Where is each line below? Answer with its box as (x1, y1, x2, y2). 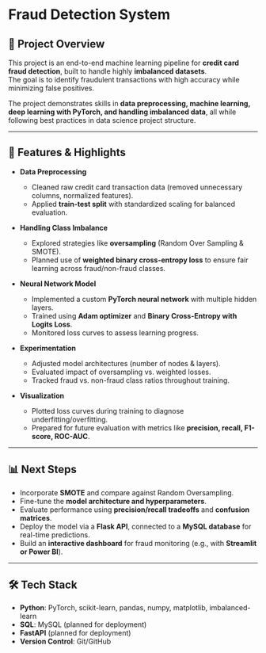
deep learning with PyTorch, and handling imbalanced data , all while (8, 107, 237, 116)
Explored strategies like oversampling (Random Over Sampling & (31, 238, 244, 247)
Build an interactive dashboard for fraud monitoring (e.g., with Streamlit (19, 538, 257, 548)
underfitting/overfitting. (31, 414, 108, 424)
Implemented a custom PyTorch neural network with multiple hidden (31, 294, 257, 304)
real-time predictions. (19, 529, 90, 540)
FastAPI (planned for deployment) (19, 628, 131, 638)
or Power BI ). (19, 547, 63, 556)
